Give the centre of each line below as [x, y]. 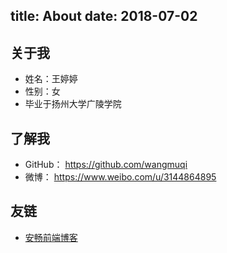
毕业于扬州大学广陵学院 [73, 104]
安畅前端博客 [51, 237]
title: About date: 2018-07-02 [104, 16]
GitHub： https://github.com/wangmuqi [106, 165]
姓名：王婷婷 [51, 79]
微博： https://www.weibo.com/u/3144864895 [120, 177]
